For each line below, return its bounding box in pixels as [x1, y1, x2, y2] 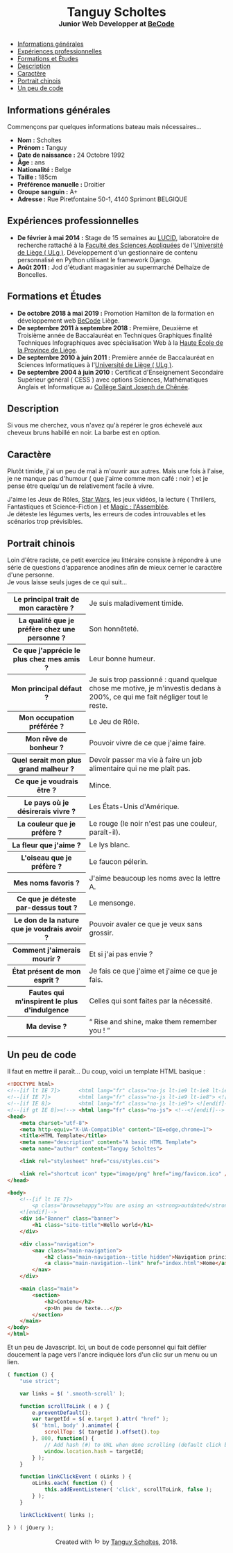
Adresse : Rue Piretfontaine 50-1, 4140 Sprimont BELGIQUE [17, 195, 188, 203]
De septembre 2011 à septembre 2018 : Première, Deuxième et [17, 323, 198, 332]
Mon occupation [18, 713, 75, 722]
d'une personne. [7, 570, 54, 579]
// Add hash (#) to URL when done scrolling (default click [44, 1441, 222, 1448]
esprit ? [33, 976, 60, 985]
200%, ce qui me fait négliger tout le [89, 692, 208, 702]
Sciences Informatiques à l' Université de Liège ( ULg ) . [17, 360, 173, 368]
